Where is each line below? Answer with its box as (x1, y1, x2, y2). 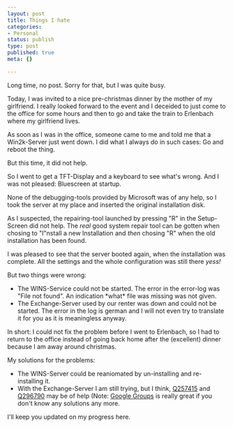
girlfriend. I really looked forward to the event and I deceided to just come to (7, 102, 226, 110)
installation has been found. (7, 236, 87, 244)
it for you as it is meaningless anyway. (17, 313, 127, 322)
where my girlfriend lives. (7, 117, 80, 125)
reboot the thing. (7, 145, 56, 154)
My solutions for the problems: (7, 355, 96, 364)
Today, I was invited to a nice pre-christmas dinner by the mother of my (7, 94, 213, 103)
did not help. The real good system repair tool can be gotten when (29, 221, 220, 230)
